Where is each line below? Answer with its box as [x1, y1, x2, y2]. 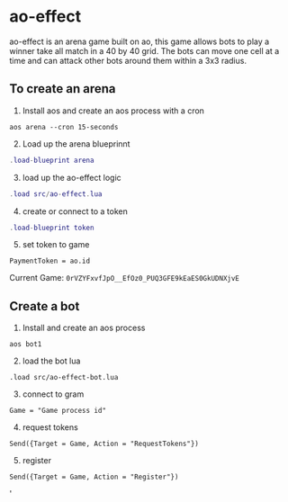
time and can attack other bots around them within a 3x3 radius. [9, 55, 247, 66]
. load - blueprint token [9, 223, 94, 232]
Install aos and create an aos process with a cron [22, 105, 205, 116]
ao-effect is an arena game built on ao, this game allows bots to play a [9, 36, 270, 47]
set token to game [22, 239, 90, 250]
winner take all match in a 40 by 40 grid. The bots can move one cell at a [9, 45, 280, 56]
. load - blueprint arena [9, 156, 94, 165]
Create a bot [9, 299, 80, 314]
